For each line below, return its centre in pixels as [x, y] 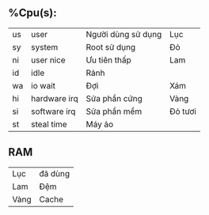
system [45, 47]
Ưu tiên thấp [109, 60]
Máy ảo [100, 124]
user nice [48, 60]
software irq [53, 111]
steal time [49, 124]
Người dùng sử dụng [124, 34]
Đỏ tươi [182, 111]
